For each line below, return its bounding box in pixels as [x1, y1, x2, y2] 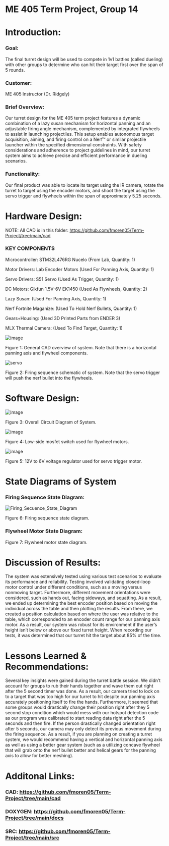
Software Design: [5, 392, 79, 404]
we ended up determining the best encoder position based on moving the [5, 600, 158, 606]
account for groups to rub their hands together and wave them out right [5, 683, 153, 689]
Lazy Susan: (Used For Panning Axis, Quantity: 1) [5, 295, 107, 301]
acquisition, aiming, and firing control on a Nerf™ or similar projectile [5, 136, 146, 142]
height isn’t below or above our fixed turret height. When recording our [5, 627, 152, 633]
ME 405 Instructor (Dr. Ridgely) [5, 91, 70, 97]
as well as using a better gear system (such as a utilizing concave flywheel [5, 742, 160, 748]
